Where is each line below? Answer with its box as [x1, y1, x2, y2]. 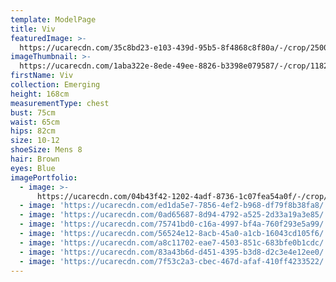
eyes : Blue [10, 163, 56, 173]
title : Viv [10, 24, 56, 34]
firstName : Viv [10, 71, 74, 81]
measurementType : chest [10, 98, 110, 108]
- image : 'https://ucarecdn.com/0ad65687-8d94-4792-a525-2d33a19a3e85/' [19, 210, 329, 220]
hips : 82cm [10, 126, 56, 136]
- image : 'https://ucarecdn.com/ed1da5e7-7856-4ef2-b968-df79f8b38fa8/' [19, 201, 329, 211]
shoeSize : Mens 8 [10, 145, 83, 155]
